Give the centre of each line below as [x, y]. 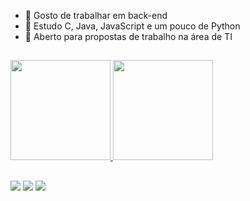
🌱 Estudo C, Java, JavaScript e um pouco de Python [132, 26]
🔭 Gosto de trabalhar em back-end [96, 15]
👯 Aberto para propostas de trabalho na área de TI [128, 36]
